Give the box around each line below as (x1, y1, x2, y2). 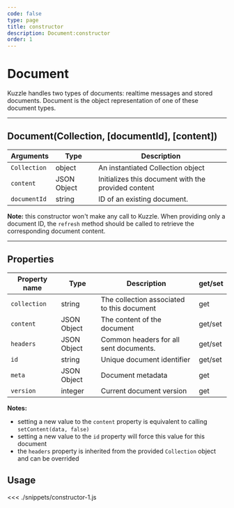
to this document (100, 303, 157, 313)
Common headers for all (100, 335, 180, 344)
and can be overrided (17, 454, 79, 463)
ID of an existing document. (98, 194, 188, 204)
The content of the (100, 315, 162, 324)
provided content (98, 182, 155, 192)
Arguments (10, 151, 49, 161)
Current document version (100, 386, 187, 395)
